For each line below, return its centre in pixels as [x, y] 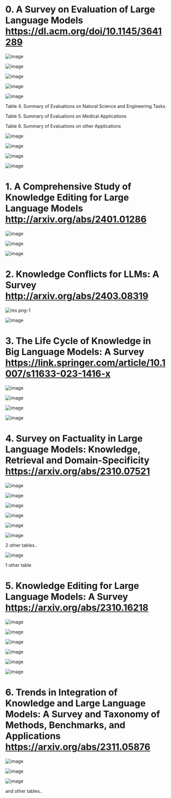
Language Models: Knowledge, [73, 449]
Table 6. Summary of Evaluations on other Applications [63, 126]
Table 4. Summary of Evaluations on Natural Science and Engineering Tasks [85, 106]
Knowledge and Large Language [76, 703]
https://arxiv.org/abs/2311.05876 [78, 747]
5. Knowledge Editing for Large [72, 586]
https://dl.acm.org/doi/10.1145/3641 [84, 31]
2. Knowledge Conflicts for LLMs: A [82, 274]
